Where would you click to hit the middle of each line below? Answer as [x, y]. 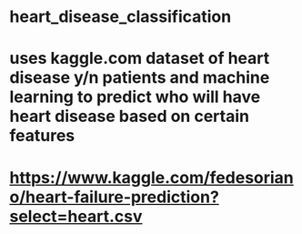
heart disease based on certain [130, 117]
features [42, 136]
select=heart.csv [76, 216]
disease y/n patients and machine [140, 78]
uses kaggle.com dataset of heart [140, 59]
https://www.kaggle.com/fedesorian [151, 177]
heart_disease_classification [121, 17]
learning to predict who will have [135, 97]
